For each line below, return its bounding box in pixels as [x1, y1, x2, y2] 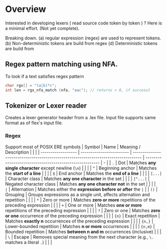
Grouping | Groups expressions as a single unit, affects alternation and [5, 191, 150, 198]
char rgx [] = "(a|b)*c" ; [5, 83, 57, 88]
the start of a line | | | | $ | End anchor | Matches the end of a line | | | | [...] [5, 170, 162, 176]
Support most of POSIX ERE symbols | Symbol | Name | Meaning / [5, 144, 141, 150]
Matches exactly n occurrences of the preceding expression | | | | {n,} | [5, 218, 154, 224]
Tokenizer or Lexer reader [5, 101, 87, 110]
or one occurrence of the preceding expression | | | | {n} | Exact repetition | [5, 213, 161, 219]
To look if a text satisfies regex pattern [5, 73, 84, 79]
